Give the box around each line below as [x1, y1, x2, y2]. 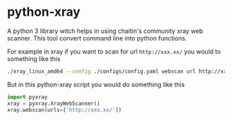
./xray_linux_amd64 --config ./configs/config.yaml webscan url [7, 68, 196, 75]
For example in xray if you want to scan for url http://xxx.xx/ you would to [7, 47, 221, 56]
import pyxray [7, 93, 48, 100]
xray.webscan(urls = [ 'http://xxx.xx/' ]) [7, 106, 122, 113]
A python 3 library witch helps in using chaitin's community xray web [7, 27, 204, 35]
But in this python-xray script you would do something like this [7, 80, 185, 88]
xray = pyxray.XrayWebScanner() [7, 100, 100, 107]
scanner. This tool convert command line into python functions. [7, 34, 188, 42]
